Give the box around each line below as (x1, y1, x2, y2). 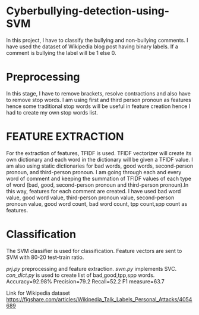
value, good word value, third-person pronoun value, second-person (6, 194, 175, 201)
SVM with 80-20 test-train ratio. (6, 254, 84, 261)
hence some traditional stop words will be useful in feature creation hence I (6, 103, 191, 110)
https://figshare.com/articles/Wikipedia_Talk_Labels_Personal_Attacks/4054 (6, 295, 192, 302)
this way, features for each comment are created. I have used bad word (6, 187, 181, 194)
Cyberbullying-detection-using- (6, 4, 170, 18)
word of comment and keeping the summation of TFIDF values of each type (6, 175, 192, 182)
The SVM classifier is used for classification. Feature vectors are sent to (6, 247, 182, 254)
